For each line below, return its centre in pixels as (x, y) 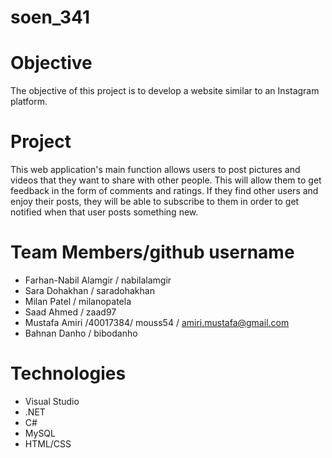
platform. (29, 102)
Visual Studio (52, 401)
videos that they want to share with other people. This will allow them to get (166, 180)
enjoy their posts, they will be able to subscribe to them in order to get (155, 202)
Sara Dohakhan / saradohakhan (89, 290)
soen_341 (50, 17)
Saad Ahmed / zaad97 (70, 312)
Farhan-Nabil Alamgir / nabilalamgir (98, 280)
